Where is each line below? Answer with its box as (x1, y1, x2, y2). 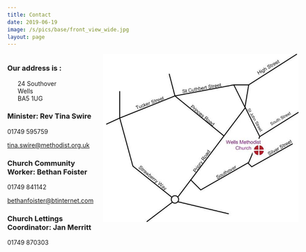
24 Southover (17, 79, 57, 87)
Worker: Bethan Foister (7, 167, 88, 177)
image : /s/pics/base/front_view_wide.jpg (7, 26, 130, 33)
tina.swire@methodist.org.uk (7, 140, 90, 149)
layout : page (7, 34, 45, 40)
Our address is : (7, 64, 62, 73)
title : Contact (7, 11, 52, 18)
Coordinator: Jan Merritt (7, 223, 92, 232)
